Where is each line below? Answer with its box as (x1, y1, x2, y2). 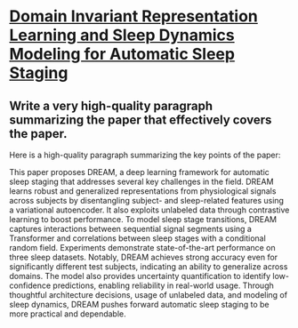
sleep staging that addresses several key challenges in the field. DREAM (9, 176, 274, 187)
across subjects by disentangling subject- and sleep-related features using (9, 196, 285, 205)
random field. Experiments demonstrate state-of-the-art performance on (9, 243, 276, 252)
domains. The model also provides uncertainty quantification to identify (9, 271, 271, 281)
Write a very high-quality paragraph (9, 98, 213, 113)
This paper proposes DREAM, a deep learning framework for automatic (9, 167, 270, 177)
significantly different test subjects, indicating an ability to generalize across (9, 261, 288, 272)
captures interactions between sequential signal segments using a (9, 224, 252, 234)
